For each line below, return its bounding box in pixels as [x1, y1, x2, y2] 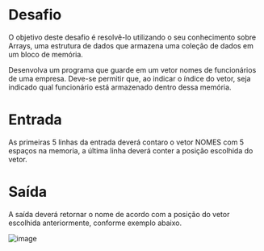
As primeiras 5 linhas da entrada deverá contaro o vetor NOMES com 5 [8, 137, 245, 147]
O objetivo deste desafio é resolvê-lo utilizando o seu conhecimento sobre [8, 32, 257, 42]
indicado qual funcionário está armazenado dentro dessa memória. [8, 82, 232, 92]
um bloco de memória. [8, 49, 83, 59]
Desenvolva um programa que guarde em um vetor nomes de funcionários [8, 65, 257, 74]
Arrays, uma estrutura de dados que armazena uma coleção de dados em [8, 40, 254, 50]
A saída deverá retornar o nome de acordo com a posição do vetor [8, 209, 230, 219]
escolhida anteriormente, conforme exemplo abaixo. [8, 218, 182, 228]
